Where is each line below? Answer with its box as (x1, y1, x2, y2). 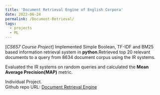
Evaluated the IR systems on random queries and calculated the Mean (5, 64, 149, 70)
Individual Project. (5, 79, 42, 85)
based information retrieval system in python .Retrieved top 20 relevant (5, 49, 151, 55)
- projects (9, 26, 32, 31)
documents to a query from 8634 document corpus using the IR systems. (5, 54, 156, 60)
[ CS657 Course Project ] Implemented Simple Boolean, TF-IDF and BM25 (5, 44, 154, 49)
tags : (5, 21, 16, 26)
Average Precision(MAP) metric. (5, 69, 73, 75)
